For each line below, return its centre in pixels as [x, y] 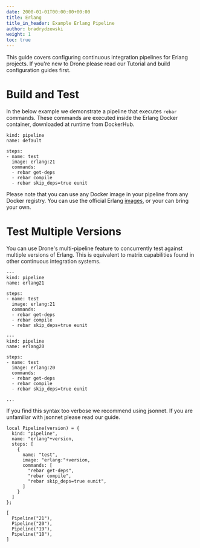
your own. [19, 207]
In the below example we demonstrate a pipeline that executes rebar [92, 111]
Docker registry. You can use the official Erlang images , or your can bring [98, 200]
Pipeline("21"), [32, 518]
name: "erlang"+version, [43, 439]
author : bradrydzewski [35, 29]
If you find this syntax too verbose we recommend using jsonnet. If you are [100, 411]
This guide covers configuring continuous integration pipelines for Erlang [97, 57]
